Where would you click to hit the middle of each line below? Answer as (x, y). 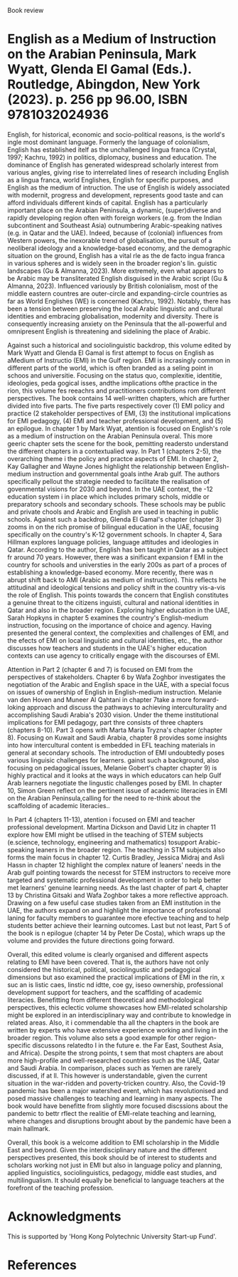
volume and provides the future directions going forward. (91, 941)
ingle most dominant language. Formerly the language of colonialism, (109, 142)
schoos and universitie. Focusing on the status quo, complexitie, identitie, (115, 375)
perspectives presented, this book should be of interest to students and (112, 1157)
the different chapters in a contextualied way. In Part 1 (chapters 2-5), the (114, 451)
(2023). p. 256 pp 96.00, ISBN (98, 100)
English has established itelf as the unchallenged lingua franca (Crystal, (112, 150)
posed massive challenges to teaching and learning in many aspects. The (115, 1098)
